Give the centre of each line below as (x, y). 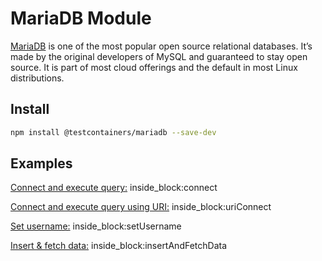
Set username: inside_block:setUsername (96, 226)
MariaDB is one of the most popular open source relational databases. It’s (161, 46)
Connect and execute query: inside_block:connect (114, 188)
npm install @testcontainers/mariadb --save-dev (113, 132)
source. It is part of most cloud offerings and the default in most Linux (154, 67)
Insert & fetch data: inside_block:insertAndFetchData (119, 246)
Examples (41, 163)
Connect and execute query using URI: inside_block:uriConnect (141, 207)
